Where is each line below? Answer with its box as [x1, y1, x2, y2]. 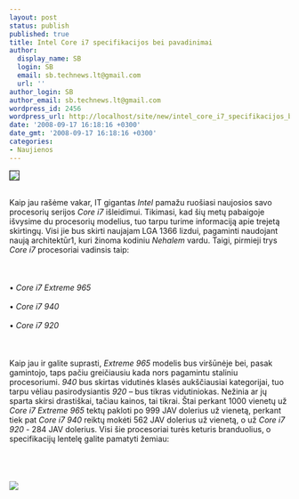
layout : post [9, 12, 58, 22]
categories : [9, 137, 53, 146]
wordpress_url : [9, 112, 66, 121]
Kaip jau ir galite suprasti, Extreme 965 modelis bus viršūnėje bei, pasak [9, 358, 273, 368]
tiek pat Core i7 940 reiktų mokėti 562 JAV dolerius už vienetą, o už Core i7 [9, 414, 286, 425]
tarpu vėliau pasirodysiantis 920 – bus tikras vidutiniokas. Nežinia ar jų [9, 386, 267, 397]
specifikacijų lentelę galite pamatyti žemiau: [9, 433, 170, 444]
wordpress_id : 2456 [9, 104, 82, 113]
